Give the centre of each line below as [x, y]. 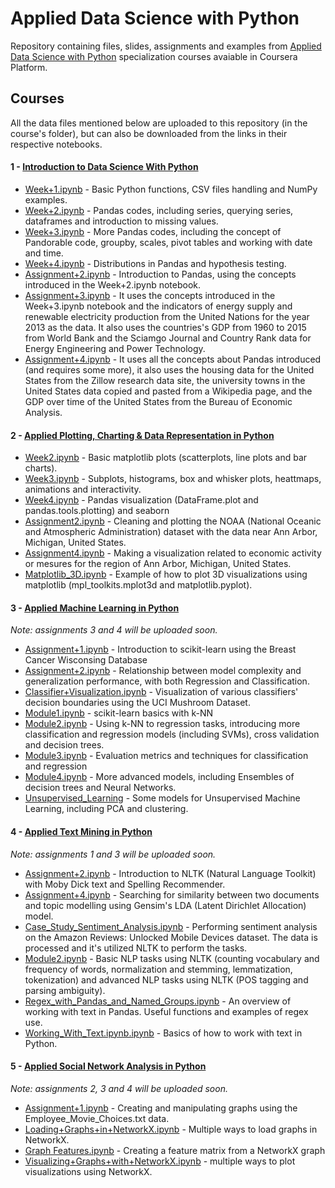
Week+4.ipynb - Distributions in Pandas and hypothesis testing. [155, 263]
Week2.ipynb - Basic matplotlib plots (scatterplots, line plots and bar [166, 458]
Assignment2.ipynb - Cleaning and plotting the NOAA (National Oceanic [173, 521]
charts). [41, 468]
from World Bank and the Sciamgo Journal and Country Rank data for [168, 338]
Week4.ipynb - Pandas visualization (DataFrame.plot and [141, 500]
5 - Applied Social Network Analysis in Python [108, 1066]
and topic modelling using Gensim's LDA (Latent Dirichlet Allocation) [165, 905]
